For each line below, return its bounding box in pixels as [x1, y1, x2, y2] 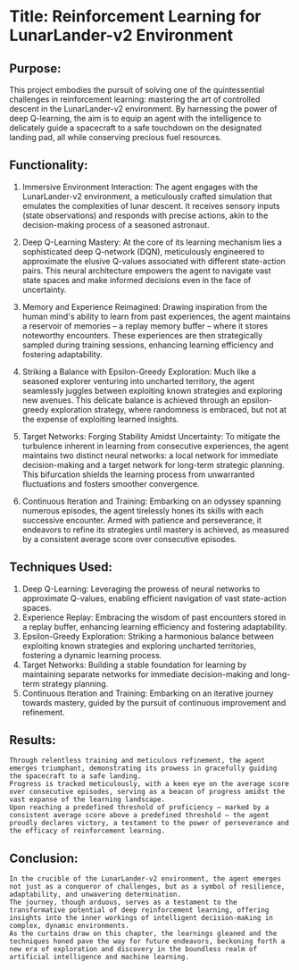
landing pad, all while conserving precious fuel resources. [9, 132, 222, 142]
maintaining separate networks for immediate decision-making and [21, 668, 270, 680]
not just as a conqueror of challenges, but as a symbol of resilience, [9, 882, 286, 891]
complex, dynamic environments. [9, 922, 129, 931]
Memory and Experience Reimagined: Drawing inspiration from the [21, 301, 268, 312]
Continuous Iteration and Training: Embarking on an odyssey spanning [21, 496, 281, 506]
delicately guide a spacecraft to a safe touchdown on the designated [9, 122, 262, 133]
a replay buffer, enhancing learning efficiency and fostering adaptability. [21, 621, 287, 631]
